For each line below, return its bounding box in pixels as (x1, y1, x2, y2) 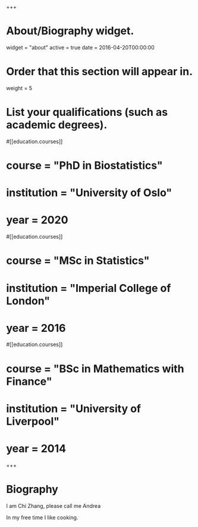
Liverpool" (6, 414, 60, 428)
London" (6, 294, 51, 307)
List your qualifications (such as (6, 106, 168, 119)
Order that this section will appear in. (6, 65, 193, 78)
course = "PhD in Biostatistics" (6, 159, 163, 172)
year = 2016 (6, 321, 67, 335)
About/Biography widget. (6, 24, 134, 38)
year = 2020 (6, 213, 68, 227)
